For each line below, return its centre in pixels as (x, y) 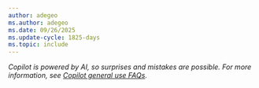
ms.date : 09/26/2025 (42, 30)
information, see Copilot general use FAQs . (78, 75)
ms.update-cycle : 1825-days (54, 37)
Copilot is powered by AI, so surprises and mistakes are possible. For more (130, 67)
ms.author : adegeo (38, 23)
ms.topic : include (38, 45)
